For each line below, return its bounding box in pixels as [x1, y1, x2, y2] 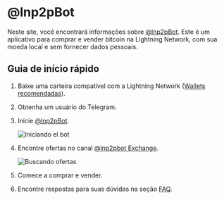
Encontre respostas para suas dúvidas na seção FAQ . [17, 185, 173, 193]
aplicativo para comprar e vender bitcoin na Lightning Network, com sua [7, 35, 218, 43]
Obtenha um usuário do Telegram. [17, 103, 118, 111]
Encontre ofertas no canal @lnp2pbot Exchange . [17, 144, 158, 152]
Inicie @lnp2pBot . [17, 116, 69, 125]
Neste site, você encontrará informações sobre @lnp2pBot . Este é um [7, 27, 210, 36]
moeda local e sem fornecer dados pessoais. [7, 42, 139, 51]
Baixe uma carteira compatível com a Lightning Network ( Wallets [17, 82, 206, 90]
